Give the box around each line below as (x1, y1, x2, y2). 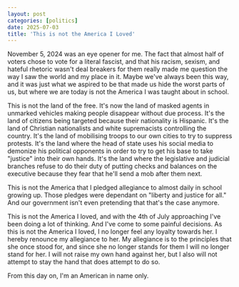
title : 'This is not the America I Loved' (7, 30, 136, 38)
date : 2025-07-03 (7, 24, 59, 31)
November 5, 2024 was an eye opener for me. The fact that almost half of (7, 50, 225, 58)
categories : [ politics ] (7, 17, 78, 24)
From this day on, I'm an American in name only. (7, 271, 149, 280)
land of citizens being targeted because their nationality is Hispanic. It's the (7, 117, 229, 125)
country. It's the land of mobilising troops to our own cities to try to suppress (7, 132, 233, 140)
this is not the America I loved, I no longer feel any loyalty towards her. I (7, 227, 218, 236)
